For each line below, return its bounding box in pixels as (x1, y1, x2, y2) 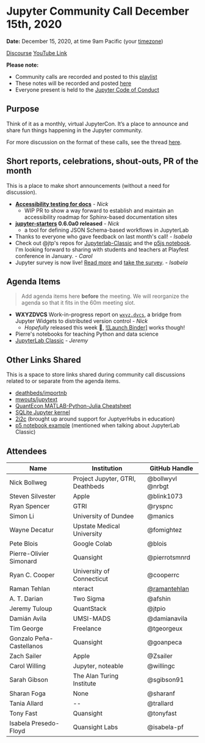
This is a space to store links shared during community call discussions (6, 371, 185, 379)
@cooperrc (147, 571, 180, 579)
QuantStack (73, 604, 107, 613)
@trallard (147, 699, 174, 708)
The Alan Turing (73, 671, 119, 680)
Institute (73, 679, 96, 687)
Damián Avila (9, 615, 47, 623)
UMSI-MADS (73, 615, 111, 623)
